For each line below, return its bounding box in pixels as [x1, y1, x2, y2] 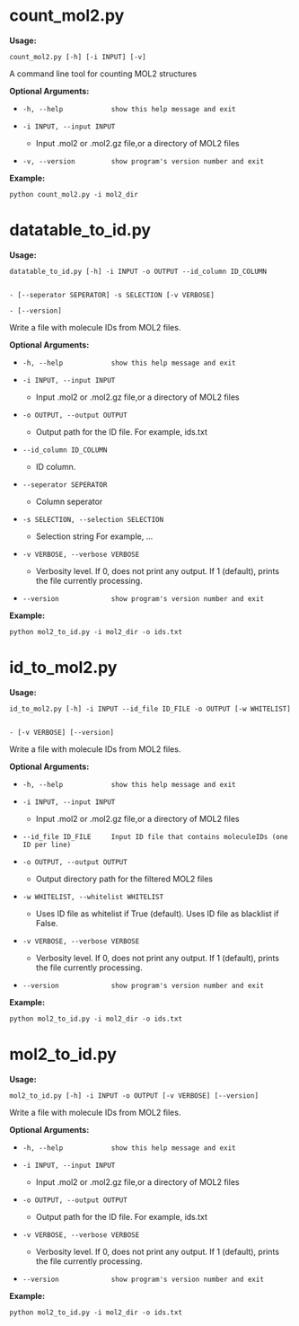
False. [35, 917, 58, 928]
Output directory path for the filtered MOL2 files [35, 873, 214, 884]
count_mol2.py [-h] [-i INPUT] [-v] [9, 52, 146, 61]
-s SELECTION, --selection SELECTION [22, 515, 164, 524]
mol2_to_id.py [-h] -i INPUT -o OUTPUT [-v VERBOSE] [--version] [9, 1091, 259, 1101]
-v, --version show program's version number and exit [22, 156, 265, 166]
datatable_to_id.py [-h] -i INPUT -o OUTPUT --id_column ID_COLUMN [9, 267, 268, 276]
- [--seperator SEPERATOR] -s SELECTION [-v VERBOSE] [9, 290, 215, 299]
